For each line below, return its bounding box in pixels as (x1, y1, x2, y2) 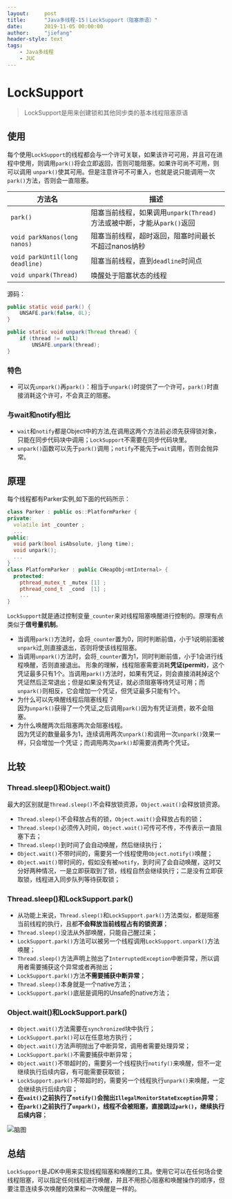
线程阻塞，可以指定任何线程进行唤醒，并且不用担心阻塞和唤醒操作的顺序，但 (7, 1176, 225, 1185)
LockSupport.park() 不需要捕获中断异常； (17, 1051, 134, 1059)
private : (7, 515, 32, 522)
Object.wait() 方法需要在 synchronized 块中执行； (17, 1024, 155, 1033)
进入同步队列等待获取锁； (47, 875, 121, 884)
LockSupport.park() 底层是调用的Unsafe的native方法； (17, 988, 171, 997)
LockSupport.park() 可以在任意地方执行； (17, 1033, 134, 1042)
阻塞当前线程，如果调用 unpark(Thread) (90, 208, 217, 217)
